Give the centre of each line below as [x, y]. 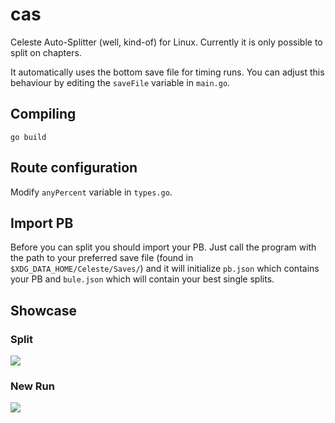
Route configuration [74, 168]
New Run [32, 386]
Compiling [43, 114]
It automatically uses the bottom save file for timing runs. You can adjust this [167, 72]
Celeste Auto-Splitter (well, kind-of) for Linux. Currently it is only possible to [166, 42]
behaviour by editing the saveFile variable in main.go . [120, 82]
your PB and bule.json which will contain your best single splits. [142, 279]
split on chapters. [46, 52]
